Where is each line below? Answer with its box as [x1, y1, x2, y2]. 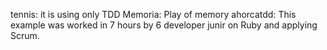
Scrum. [10, 30, 40, 41]
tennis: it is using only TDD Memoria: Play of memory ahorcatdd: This [10, 9, 297, 20]
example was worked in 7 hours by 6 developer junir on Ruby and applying [10, 19, 318, 31]
